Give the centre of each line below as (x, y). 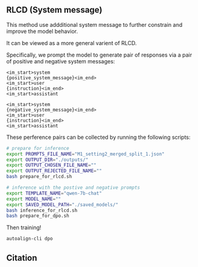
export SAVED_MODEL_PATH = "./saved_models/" (62, 205)
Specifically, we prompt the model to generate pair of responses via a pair (99, 55)
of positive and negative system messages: (61, 61)
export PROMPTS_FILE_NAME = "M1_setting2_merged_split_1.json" (86, 154)
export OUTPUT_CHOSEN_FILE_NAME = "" (51, 165)
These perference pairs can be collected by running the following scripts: (98, 137)
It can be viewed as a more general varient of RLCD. (72, 43)
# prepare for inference (38, 148)
